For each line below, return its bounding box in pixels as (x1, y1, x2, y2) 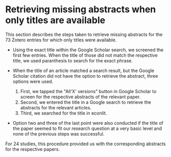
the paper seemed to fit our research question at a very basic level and (12, 125, 162, 131)
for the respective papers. (5, 146, 60, 152)
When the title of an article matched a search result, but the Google (12, 68, 155, 74)
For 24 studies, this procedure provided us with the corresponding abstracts (5, 141, 166, 147)
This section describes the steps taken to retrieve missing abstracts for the (5, 31, 163, 37)
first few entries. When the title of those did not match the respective (12, 52, 158, 58)
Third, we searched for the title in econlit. (20, 110, 107, 116)
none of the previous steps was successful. (12, 130, 105, 137)
